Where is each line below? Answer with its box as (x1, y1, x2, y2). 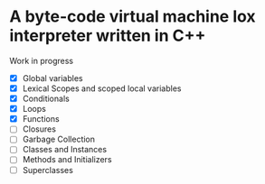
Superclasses (22, 164, 74, 175)
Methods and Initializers (22, 154, 112, 165)
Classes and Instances (22, 144, 107, 155)
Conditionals (22, 93, 70, 105)
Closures (22, 124, 57, 134)
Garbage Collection (22, 133, 96, 145)
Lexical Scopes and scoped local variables (22, 83, 182, 94)
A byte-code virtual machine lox (9, 6, 256, 27)
